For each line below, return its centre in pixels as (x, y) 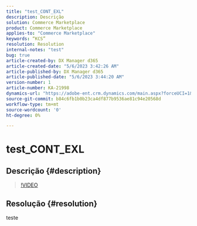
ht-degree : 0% (23, 115)
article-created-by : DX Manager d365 (52, 60)
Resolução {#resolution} (52, 203)
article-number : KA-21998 (38, 88)
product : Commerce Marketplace (44, 28)
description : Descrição (35, 17)
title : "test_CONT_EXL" (35, 11)
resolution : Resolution (35, 45)
